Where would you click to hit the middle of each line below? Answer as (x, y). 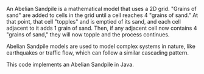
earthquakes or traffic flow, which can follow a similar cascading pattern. (98, 53)
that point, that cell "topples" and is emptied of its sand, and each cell (94, 22)
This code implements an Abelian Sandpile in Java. (70, 64)
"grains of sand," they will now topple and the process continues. (88, 35)
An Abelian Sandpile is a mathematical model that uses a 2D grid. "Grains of (101, 9)
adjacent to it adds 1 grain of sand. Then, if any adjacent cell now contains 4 (102, 28)
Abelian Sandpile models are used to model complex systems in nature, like (101, 46)
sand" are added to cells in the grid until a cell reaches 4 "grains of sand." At (102, 15)
